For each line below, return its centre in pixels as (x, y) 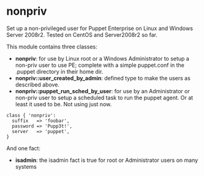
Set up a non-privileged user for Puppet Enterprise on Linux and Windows (100, 28)
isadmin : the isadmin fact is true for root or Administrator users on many (107, 160)
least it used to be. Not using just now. (63, 104)
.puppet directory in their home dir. (59, 71)
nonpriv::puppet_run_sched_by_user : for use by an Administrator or (102, 91)
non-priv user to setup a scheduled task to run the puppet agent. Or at (104, 98)
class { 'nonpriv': (31, 115)
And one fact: (24, 148)
